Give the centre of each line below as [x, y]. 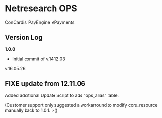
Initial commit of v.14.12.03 [39, 59]
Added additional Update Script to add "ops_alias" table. [62, 95]
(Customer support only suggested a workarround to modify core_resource [81, 105]
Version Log [24, 37]
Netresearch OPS [41, 9]
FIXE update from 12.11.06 [45, 84]
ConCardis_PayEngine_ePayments [40, 22]
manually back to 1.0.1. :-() [31, 110]
